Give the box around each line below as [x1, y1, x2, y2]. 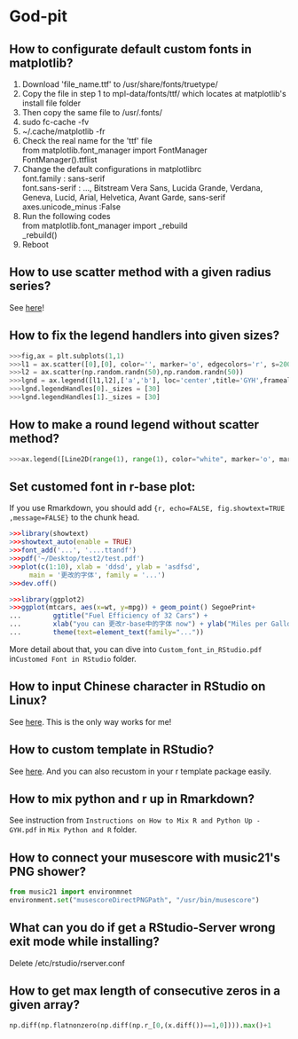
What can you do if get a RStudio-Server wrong [9, 920, 276, 935]
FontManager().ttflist [21, 154, 98, 165]
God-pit [9, 6, 68, 27]
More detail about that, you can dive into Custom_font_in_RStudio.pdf [9, 643, 263, 654]
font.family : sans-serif [21, 173, 106, 184]
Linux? [9, 693, 47, 708]
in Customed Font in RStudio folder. [9, 653, 137, 664]
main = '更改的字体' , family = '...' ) [28, 571, 166, 579]
